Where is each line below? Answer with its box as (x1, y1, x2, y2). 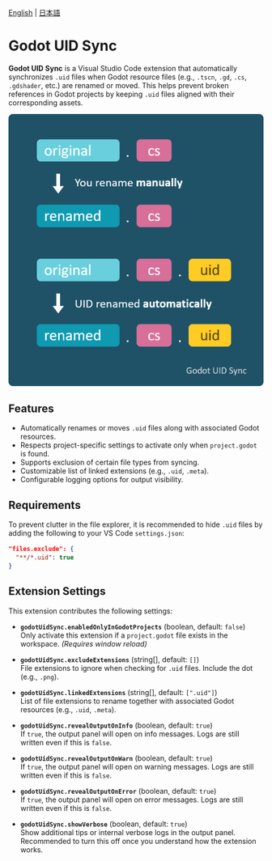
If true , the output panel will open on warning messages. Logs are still (19, 761, 254, 771)
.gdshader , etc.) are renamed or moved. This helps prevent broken (8, 80, 229, 90)
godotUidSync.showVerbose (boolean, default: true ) (19, 819, 188, 829)
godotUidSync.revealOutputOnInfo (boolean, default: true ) (19, 720, 213, 730)
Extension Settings (8, 584, 106, 598)
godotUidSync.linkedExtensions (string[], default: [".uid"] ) (19, 687, 218, 697)
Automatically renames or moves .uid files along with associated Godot (19, 423, 260, 433)
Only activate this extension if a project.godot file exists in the (19, 630, 228, 640)
